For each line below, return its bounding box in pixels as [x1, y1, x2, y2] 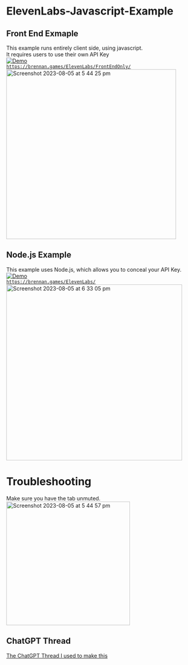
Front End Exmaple [6, 28, 79, 39]
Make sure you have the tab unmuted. [6, 494, 101, 502]
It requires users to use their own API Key [6, 51, 109, 58]
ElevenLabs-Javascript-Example [6, 4, 174, 18]
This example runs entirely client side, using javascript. [6, 44, 143, 51]
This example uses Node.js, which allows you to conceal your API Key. [6, 266, 182, 273]
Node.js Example [6, 250, 71, 260]
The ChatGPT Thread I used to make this [6, 652, 108, 659]
